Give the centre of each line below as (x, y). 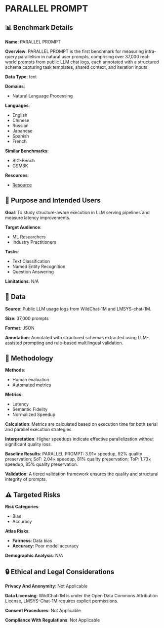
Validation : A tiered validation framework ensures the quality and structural (82, 474)
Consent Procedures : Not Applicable (43, 611)
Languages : (18, 105)
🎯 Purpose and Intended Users (53, 201)
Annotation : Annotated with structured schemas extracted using (71, 337)
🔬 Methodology (29, 358)
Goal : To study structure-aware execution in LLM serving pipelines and (77, 212)
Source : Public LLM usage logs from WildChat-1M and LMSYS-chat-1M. (78, 309)
